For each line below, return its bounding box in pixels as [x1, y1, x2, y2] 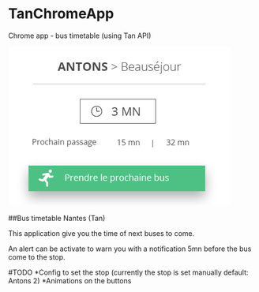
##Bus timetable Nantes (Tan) [8, 213, 106, 223]
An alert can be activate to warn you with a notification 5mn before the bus [8, 244, 252, 253]
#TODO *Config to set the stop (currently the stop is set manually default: [8, 268, 249, 277]
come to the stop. [8, 252, 66, 261]
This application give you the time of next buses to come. [8, 228, 195, 238]
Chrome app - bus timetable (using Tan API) [8, 31, 152, 40]
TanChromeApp [8, 5, 114, 23]
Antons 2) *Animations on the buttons [8, 275, 132, 285]
